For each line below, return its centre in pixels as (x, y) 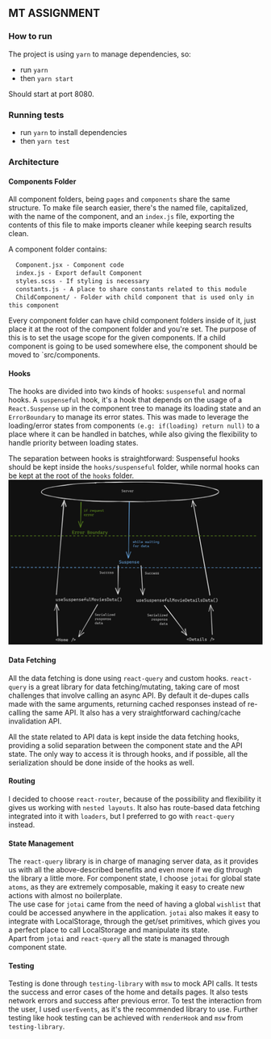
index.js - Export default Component (79, 273)
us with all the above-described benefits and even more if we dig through (130, 870)
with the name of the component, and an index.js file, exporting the (122, 217)
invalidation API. (35, 721)
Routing (22, 781)
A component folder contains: (58, 249)
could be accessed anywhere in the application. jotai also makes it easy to (134, 913)
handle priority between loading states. (73, 443)
